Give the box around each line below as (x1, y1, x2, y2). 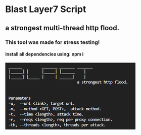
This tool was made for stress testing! (5, 39, 100, 46)
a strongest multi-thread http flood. (5, 24, 120, 32)
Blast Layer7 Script (5, 4, 86, 15)
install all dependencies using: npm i (5, 51, 84, 57)
